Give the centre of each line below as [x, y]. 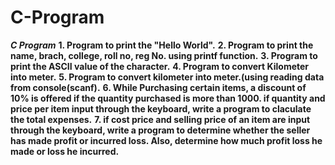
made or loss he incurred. [65, 151]
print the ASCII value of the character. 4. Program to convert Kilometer [160, 66]
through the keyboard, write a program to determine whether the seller [160, 130]
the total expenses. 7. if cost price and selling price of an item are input [160, 119]
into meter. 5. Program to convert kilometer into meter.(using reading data [167, 77]
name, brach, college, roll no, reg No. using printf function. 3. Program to [164, 55]
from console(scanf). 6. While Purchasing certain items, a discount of [158, 87]
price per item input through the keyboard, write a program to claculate [161, 108]
